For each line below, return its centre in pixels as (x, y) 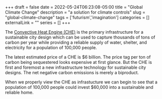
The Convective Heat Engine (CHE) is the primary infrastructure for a (74, 32)
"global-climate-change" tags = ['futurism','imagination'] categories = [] (77, 17)
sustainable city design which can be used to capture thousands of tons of (80, 37)
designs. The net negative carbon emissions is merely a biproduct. (72, 72)
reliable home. (20, 92)
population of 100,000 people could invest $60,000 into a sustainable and (79, 87)
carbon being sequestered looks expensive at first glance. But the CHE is (79, 62)
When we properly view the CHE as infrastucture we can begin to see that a (81, 82)
